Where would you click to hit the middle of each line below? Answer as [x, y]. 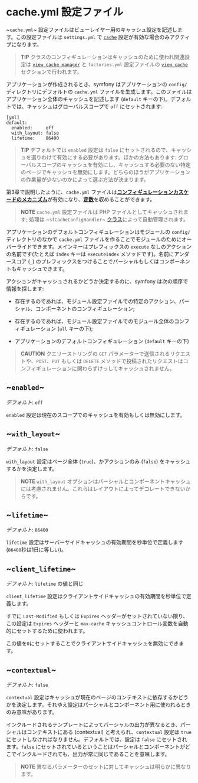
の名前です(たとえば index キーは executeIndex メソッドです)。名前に [90, 254]
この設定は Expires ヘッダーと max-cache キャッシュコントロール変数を [92, 624]
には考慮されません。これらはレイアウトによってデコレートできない [103, 488]
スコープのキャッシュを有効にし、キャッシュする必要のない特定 [113, 164]
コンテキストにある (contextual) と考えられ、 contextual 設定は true [109, 732]
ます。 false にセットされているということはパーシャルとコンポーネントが [96, 747]
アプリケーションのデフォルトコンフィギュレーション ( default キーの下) [102, 341]
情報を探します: [25, 288]
